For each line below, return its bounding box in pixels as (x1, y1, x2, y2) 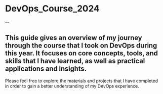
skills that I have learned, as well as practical (5, 57, 145, 65)
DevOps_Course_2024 (5, 3, 100, 14)
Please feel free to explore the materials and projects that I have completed (5, 78, 158, 84)
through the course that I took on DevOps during (5, 42, 157, 50)
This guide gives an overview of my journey (5, 34, 142, 42)
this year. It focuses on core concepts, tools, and (5, 49, 158, 57)
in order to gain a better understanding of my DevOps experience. (5, 83, 139, 89)
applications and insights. (5, 65, 87, 73)
